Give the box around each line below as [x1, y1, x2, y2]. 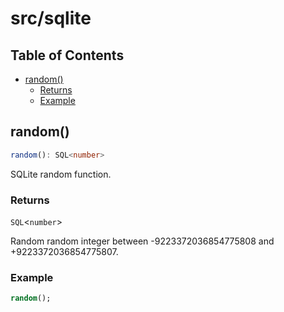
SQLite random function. [10, 168, 112, 180]
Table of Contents [10, 47, 125, 64]
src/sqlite [10, 7, 92, 30]
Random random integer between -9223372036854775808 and [10, 235, 275, 247]
